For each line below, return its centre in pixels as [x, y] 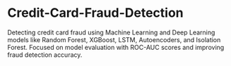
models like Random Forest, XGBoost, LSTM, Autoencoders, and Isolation [114, 39]
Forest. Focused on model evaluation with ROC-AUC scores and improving [116, 47]
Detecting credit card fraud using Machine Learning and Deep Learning [111, 32]
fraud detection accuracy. [45, 55]
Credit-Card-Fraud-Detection [95, 13]
